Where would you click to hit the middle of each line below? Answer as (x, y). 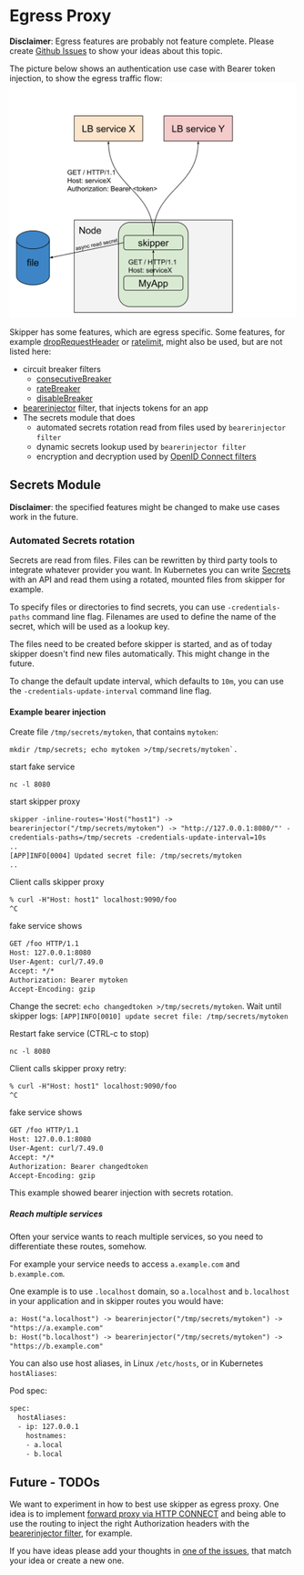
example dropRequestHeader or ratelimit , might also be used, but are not (146, 341)
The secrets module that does (79, 417)
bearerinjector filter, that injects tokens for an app (116, 408)
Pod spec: (28, 1391)
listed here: (30, 351)
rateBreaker (58, 388)
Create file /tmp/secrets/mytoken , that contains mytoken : (114, 732)
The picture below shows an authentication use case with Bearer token (142, 68)
